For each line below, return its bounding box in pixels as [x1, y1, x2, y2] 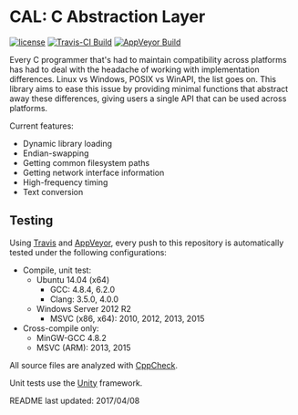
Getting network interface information [22, 167, 165, 178]
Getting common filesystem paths [22, 157, 150, 168]
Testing [9, 213, 54, 229]
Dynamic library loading [22, 138, 112, 149]
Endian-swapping [22, 148, 89, 159]
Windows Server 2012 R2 [36, 303, 132, 314]
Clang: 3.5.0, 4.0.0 [49, 294, 119, 305]
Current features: [9, 120, 75, 131]
